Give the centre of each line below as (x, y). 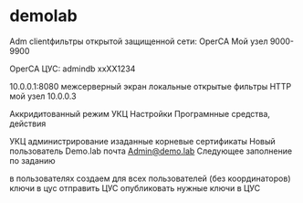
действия (28, 123)
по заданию (33, 160)
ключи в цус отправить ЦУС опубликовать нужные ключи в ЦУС (135, 187)
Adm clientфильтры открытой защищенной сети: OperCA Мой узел (139, 41)
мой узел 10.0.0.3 (43, 96)
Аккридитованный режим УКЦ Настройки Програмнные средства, (140, 113)
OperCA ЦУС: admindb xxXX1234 (73, 69)
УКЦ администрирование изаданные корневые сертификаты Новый (142, 141)
